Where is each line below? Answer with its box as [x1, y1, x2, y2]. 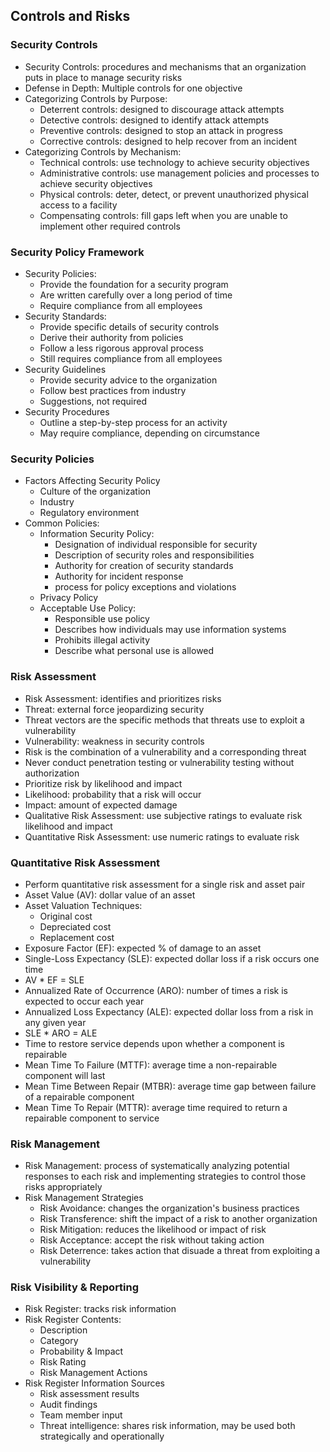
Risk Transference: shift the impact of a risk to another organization [39, 1213, 318, 1225]
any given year [24, 1016, 87, 1028]
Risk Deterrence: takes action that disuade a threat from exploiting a [39, 1245, 321, 1257]
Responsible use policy [54, 613, 150, 625]
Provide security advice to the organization [39, 374, 218, 386]
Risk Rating [39, 1356, 87, 1368]
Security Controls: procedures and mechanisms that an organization [24, 60, 307, 73]
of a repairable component [24, 1090, 135, 1103]
